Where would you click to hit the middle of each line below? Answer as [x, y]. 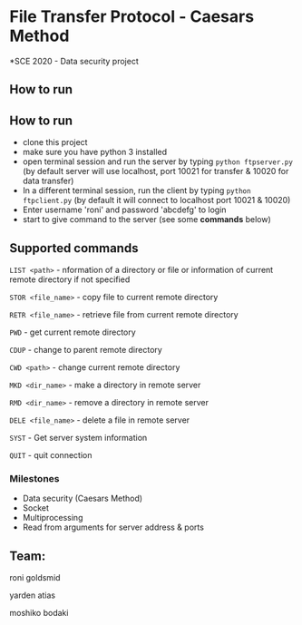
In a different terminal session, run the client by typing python [136, 190]
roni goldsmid [35, 578]
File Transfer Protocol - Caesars [132, 17]
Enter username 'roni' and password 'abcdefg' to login [124, 210]
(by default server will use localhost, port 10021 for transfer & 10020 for [156, 171]
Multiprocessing [53, 518]
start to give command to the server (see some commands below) [147, 220]
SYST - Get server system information [78, 437]
